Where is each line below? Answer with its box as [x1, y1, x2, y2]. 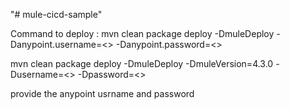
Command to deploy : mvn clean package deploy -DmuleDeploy [10, 28, 275, 39]
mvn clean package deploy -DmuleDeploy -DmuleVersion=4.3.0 [10, 58, 274, 69]
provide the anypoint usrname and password [10, 88, 195, 99]
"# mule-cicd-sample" [10, 9, 103, 20]
